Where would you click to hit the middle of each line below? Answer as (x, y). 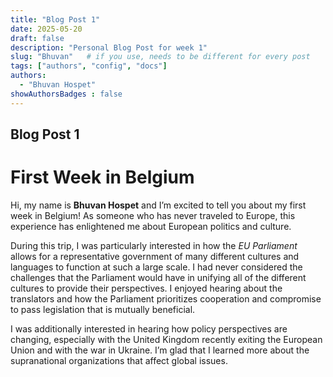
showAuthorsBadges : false (66, 94)
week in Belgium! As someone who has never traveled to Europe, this (153, 215)
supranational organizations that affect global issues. (119, 360)
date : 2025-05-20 (46, 29)
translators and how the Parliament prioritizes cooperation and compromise (166, 298)
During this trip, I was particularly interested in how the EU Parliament (154, 245)
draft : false (37, 38)
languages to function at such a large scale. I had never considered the (156, 267)
